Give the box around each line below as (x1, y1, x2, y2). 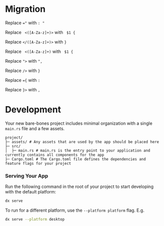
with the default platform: (5, 189, 56, 195)
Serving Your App (5, 172, 48, 179)
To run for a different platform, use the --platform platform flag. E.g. (5, 207, 145, 213)
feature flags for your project (5, 161, 71, 166)
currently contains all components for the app (5, 152, 105, 157)
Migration (5, 3, 46, 15)
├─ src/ (5, 144, 21, 149)
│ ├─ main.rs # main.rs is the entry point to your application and (5, 148, 151, 153)
